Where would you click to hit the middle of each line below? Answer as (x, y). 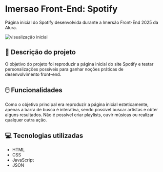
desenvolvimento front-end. (33, 74)
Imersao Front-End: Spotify (61, 9)
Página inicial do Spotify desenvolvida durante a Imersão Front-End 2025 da (82, 22)
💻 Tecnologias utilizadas (44, 135)
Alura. (11, 27)
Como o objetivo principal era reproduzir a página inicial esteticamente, (77, 104)
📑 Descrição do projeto (41, 52)
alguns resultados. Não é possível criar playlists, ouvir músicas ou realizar (79, 115)
